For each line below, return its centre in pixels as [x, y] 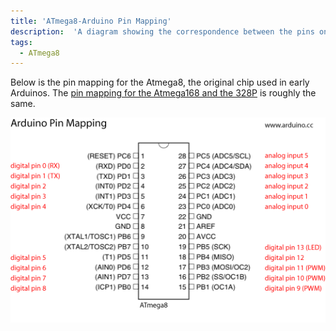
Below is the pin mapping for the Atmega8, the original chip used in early [160, 82]
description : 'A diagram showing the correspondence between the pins [162, 31]
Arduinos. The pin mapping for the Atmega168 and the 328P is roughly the [163, 93]
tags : [21, 42]
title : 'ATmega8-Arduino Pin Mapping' [91, 21]
